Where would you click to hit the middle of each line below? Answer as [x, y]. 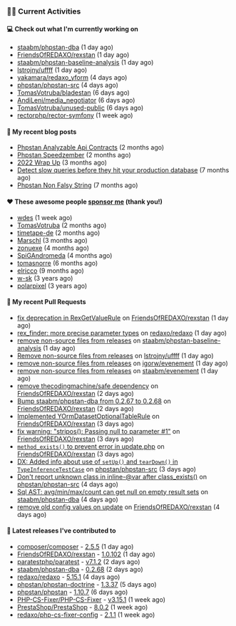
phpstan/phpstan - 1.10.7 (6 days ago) [72, 592]
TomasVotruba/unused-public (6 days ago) [80, 108]
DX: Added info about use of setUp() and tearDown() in [98, 461]
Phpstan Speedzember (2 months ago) [74, 155]
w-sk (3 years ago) [45, 278]
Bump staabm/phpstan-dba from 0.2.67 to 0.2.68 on [94, 401]
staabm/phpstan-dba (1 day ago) [65, 47]
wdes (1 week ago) [45, 217]
